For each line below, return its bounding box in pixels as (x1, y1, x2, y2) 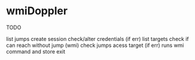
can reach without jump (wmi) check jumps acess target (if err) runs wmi (6, 42, 184, 49)
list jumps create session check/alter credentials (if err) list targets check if (6, 35, 189, 42)
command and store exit (6, 48, 66, 55)
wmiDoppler (6, 4, 68, 18)
